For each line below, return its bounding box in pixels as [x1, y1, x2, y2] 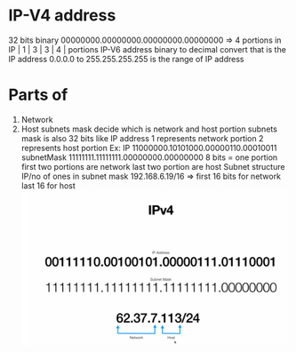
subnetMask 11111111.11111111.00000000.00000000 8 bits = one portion [20, 152, 278, 163]
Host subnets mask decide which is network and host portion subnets [20, 124, 277, 134]
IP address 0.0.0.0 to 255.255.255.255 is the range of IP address [8, 53, 244, 64]
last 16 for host [20, 180, 76, 191]
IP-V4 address [8, 5, 116, 26]
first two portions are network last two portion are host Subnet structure [20, 161, 285, 172]
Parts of [8, 85, 68, 105]
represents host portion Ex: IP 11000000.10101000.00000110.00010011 [20, 142, 277, 153]
